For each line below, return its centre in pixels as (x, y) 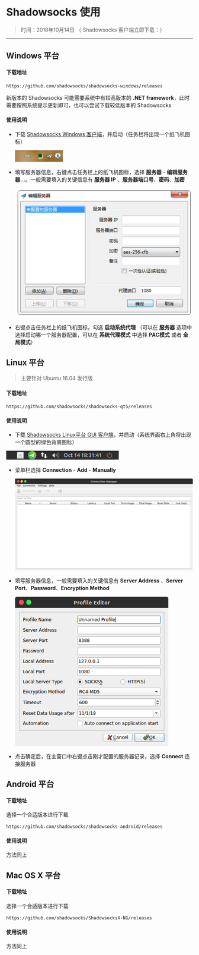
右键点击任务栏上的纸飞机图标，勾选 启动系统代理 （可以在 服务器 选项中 (103, 327)
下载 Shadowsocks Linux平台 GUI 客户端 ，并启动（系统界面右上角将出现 (103, 435)
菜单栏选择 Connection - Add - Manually (65, 470)
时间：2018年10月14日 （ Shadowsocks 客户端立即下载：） (93, 30)
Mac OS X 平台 (33, 875)
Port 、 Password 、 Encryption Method (62, 588)
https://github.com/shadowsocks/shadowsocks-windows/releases (84, 86)
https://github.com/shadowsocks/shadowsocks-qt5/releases (79, 407)
